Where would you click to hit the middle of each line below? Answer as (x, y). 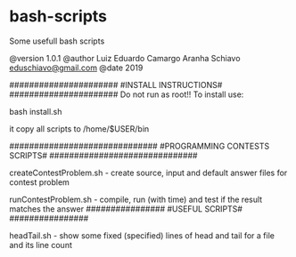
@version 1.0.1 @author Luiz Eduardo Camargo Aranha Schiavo (125, 58)
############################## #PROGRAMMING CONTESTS (140, 146)
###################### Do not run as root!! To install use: (127, 94)
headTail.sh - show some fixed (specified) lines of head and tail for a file (142, 235)
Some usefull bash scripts (57, 41)
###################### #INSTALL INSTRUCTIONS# (116, 84)
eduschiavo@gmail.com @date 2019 (76, 68)
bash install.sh (36, 111)
